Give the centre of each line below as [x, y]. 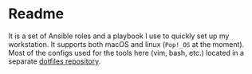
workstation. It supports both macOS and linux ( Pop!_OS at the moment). [126, 44]
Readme [36, 14]
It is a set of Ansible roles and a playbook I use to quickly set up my [119, 36]
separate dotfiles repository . [55, 61]
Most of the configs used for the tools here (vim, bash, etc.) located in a [126, 53]
